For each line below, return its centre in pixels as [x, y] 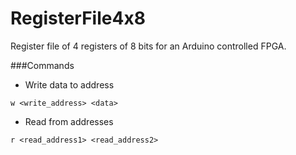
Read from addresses [69, 121]
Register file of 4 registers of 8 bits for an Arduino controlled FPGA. [148, 46]
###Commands [42, 65]
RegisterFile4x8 [78, 18]
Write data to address [69, 84]
